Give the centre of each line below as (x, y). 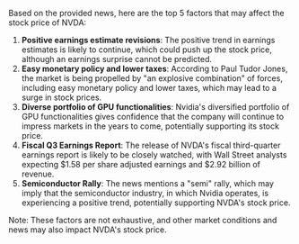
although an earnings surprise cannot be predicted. (117, 59)
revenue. (38, 174)
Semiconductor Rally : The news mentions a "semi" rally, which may (148, 183)
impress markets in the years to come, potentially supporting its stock (150, 126)
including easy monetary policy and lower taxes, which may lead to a (149, 88)
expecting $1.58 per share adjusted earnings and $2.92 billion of (141, 164)
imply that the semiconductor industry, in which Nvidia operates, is (145, 193)
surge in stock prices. (62, 97)
